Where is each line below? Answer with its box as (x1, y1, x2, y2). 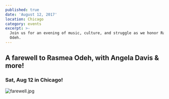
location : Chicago (5, 16, 44, 21)
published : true (5, 7, 39, 12)
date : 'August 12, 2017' (5, 12, 57, 17)
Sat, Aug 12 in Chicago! (5, 76, 63, 83)
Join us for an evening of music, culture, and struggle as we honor (10, 30, 158, 35)
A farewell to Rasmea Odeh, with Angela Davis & (5, 53, 159, 62)
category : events (5, 21, 42, 26)
